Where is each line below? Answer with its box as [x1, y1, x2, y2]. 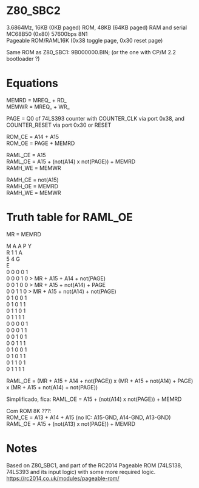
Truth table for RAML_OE [6, 211, 133, 224]
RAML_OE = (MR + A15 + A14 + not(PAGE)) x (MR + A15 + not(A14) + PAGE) [6, 377, 194, 384]
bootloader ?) [6, 55, 40, 62]
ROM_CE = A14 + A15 [6, 133, 59, 140]
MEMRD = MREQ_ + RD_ [6, 96, 67, 104]
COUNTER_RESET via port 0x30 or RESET [6, 121, 112, 129]
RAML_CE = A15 [6, 151, 47, 158]
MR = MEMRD [6, 230, 41, 238]
